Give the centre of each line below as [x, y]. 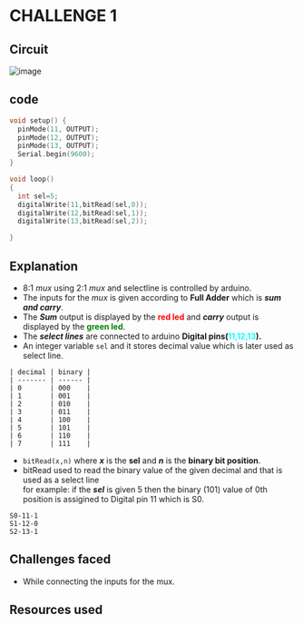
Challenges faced [60, 560]
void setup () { [38, 120]
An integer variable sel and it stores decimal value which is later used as [158, 346]
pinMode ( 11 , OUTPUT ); [59, 129]
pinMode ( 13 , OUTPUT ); [59, 146]
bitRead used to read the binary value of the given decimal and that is [152, 470]
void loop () [32, 179]
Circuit [29, 50]
